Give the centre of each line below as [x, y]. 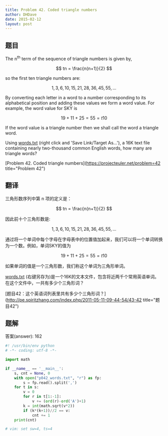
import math [17, 360]
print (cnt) [25, 420]
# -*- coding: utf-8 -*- [31, 351]
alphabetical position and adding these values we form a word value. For [80, 103]
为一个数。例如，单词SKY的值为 [38, 245]
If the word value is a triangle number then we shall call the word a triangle [82, 127]
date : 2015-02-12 [23, 19]
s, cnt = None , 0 [32, 373]
